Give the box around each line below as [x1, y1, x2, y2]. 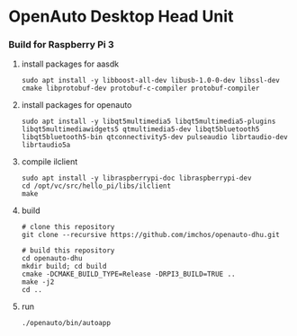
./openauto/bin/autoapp [21, 319, 112, 328]
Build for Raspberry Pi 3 [8, 39, 114, 51]
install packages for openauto [21, 100, 132, 111]
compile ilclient [21, 156, 78, 167]
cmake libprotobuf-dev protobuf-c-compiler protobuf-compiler [21, 84, 260, 93]
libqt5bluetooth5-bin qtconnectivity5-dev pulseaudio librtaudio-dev [21, 133, 289, 142]
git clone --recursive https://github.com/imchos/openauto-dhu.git [21, 231, 280, 240]
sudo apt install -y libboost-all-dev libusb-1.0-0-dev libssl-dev [21, 76, 280, 85]
